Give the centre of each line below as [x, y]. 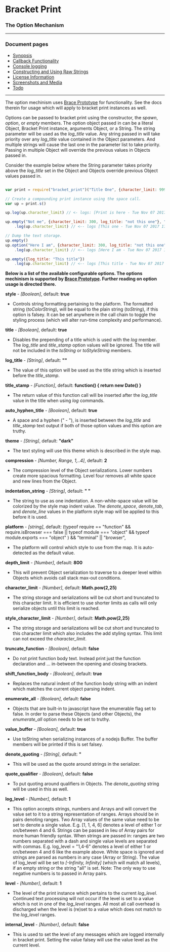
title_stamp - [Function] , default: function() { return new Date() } [73, 385]
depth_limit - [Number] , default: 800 [44, 563]
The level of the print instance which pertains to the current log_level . [85, 893]
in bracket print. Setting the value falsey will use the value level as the [85, 940]
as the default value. [54, 553]
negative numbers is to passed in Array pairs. [60, 873]
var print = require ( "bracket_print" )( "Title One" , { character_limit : [81, 190]
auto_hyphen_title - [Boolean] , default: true [51, 411]
